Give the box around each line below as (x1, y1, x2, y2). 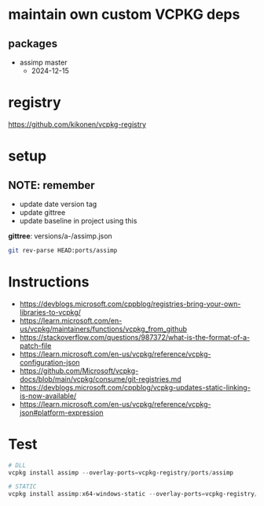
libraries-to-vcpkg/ (19, 307, 81, 316)
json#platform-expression (19, 408, 104, 417)
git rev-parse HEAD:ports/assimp (8, 246, 118, 254)
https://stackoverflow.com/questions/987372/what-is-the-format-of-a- (19, 332, 250, 342)
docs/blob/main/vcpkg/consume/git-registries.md (19, 374, 182, 383)
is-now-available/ (19, 391, 77, 401)
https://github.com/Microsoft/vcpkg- (19, 366, 139, 375)
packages (8, 37, 57, 50)
